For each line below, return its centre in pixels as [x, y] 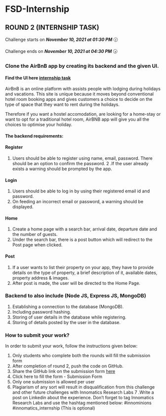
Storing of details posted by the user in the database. [66, 322]
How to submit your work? [38, 335]
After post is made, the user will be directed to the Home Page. [76, 283]
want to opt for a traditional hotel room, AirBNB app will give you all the [77, 119]
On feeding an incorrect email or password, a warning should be [78, 202]
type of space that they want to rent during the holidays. [62, 104]
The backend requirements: [34, 136]
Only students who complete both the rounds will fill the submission [81, 356]
